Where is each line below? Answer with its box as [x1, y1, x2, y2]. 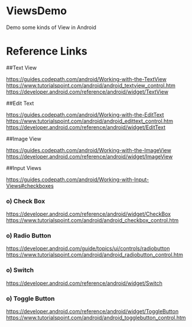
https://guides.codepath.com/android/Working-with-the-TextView [6, 75, 167, 82]
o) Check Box [6, 197, 45, 205]
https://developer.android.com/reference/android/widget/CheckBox [6, 210, 171, 217]
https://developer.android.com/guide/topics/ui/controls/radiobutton [6, 245, 170, 252]
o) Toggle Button [6, 294, 55, 303]
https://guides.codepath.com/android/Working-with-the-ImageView [6, 146, 171, 153]
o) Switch [6, 266, 34, 274]
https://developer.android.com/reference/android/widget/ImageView [6, 153, 173, 160]
